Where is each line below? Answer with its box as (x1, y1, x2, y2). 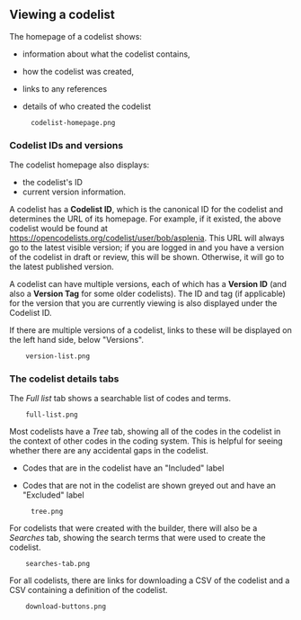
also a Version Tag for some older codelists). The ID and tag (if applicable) (9, 288, 286, 300)
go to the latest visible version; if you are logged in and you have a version (9, 242, 285, 253)
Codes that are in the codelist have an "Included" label (22, 463, 225, 473)
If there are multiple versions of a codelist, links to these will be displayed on (9, 325, 292, 336)
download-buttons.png (25, 602, 106, 611)
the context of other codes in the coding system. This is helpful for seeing (9, 436, 283, 446)
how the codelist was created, (22, 66, 135, 76)
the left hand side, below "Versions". (9, 335, 144, 346)
